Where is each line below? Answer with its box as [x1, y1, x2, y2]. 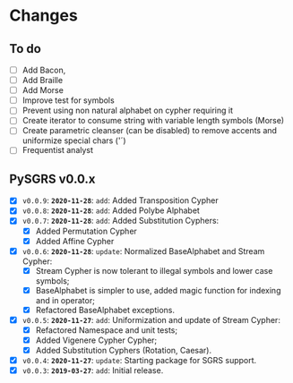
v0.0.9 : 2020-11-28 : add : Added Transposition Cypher [22, 195, 219, 206]
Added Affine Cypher [35, 235, 115, 246]
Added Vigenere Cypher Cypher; [35, 335, 158, 345]
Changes [9, 5, 78, 26]
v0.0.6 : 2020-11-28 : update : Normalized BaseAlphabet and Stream [22, 245, 265, 256]
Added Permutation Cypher [35, 226, 137, 236]
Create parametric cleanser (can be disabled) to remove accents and [22, 125, 278, 136]
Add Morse [22, 85, 65, 96]
